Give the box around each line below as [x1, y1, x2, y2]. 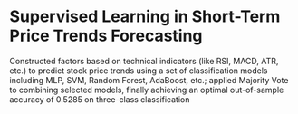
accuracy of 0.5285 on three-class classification [9, 93, 190, 105]
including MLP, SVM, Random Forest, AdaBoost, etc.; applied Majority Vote [9, 74, 289, 85]
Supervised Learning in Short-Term [9, 6, 281, 27]
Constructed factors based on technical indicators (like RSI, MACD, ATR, [9, 55, 279, 66]
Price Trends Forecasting [9, 25, 203, 46]
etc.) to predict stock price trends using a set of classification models [9, 65, 268, 76]
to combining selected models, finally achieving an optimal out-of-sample [9, 84, 284, 95]
